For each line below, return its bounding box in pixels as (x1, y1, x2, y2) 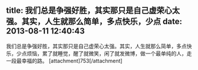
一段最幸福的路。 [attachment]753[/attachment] (6, 57, 123, 64)
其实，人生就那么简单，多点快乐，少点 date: (21, 16, 183, 26)
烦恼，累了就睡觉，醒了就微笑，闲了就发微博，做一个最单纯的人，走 (26, 49, 192, 57)
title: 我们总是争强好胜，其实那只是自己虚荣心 (6, 5, 173, 16)
